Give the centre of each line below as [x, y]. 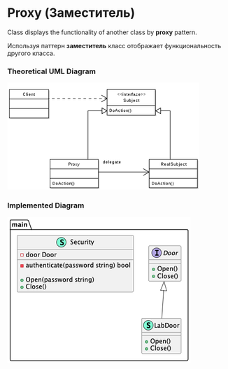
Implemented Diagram [46, 205]
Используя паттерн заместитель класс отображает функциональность [114, 45]
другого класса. [31, 53]
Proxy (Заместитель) [71, 13]
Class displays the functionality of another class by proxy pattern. [102, 32]
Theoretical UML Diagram [52, 71]
